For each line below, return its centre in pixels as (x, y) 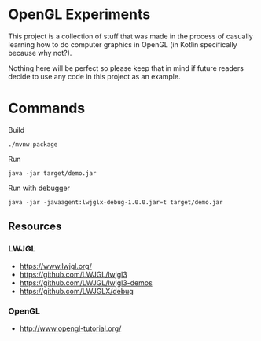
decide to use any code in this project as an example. (94, 76)
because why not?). (40, 53)
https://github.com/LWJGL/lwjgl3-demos (86, 282)
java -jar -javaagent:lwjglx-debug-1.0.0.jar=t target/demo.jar (116, 202)
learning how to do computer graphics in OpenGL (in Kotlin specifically (123, 44)
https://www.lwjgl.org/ (56, 266)
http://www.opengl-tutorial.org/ (70, 328)
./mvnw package (33, 144)
